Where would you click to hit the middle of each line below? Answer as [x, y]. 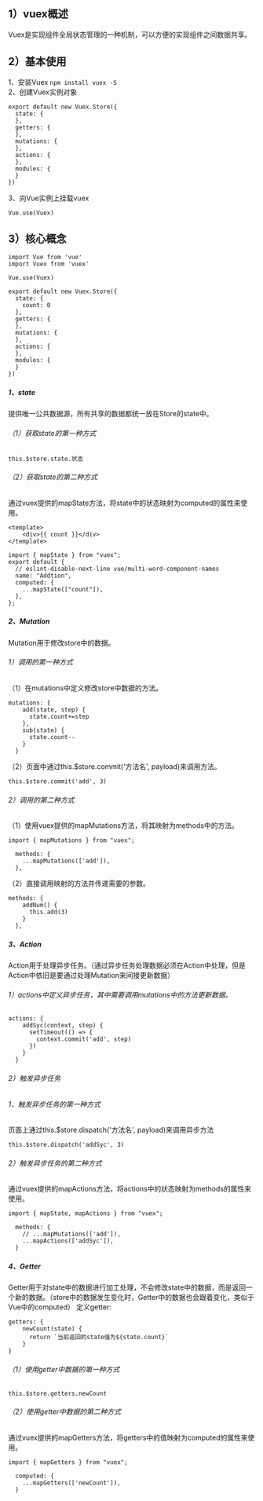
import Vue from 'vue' [45, 258]
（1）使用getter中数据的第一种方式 [64, 1369]
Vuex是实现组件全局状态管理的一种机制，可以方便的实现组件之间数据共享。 [130, 35]
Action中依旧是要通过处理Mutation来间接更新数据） [91, 976]
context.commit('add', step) [84, 1039]
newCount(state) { [52, 1329]
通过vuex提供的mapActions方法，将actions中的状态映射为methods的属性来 [130, 1189]
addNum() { [40, 906]
